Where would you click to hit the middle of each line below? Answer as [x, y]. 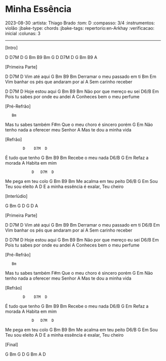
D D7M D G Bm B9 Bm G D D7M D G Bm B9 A [51, 57]
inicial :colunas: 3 [23, 33]
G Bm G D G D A [22, 206]
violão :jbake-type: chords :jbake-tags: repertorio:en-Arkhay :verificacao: [80, 28]
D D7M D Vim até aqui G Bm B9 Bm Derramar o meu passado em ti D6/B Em [83, 225]
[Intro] [12, 48]
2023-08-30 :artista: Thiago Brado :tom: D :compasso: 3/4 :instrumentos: [80, 23]
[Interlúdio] [17, 196]
